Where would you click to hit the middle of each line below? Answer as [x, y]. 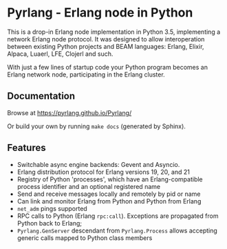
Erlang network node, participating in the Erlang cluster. [86, 74]
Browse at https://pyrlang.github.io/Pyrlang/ [69, 112]
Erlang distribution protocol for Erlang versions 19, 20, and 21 [104, 172]
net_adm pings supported [52, 208]
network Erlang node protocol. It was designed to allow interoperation [106, 39]
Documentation [41, 96]
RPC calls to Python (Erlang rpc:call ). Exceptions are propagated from [118, 216]
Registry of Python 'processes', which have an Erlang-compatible [110, 179]
